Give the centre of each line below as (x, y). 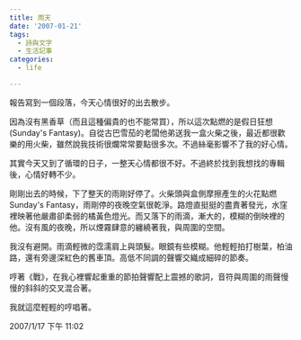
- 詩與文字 (35, 43)
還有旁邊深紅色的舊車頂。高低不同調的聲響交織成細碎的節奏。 (139, 257)
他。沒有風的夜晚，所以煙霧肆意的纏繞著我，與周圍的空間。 (120, 227)
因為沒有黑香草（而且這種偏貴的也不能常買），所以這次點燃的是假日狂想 (141, 121)
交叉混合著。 (72, 288)
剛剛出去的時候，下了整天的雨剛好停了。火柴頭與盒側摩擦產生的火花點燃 (143, 193)
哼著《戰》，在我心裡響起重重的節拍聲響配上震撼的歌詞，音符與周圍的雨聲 (145, 276)
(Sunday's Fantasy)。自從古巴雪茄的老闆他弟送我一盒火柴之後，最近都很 (144, 132)
